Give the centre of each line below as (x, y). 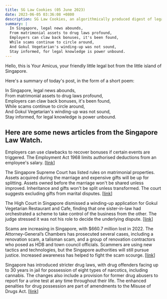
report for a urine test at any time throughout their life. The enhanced (76, 281)
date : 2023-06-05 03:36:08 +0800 (40, 14)
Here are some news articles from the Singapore (82, 132)
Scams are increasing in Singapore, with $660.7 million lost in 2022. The (79, 229)
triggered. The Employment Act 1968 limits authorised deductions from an (81, 157)
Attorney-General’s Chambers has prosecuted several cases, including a (79, 234)
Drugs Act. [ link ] (22, 292)
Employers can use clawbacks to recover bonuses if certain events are (78, 152)
